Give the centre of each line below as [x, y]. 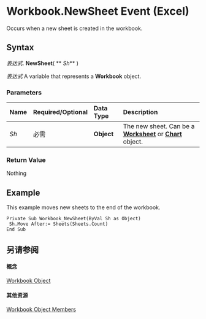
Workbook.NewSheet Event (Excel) [98, 11]
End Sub [16, 229]
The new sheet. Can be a [159, 126]
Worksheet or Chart [152, 134]
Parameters [24, 92]
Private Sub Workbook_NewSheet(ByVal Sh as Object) [74, 219]
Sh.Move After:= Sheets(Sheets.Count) [59, 224]
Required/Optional [60, 112]
